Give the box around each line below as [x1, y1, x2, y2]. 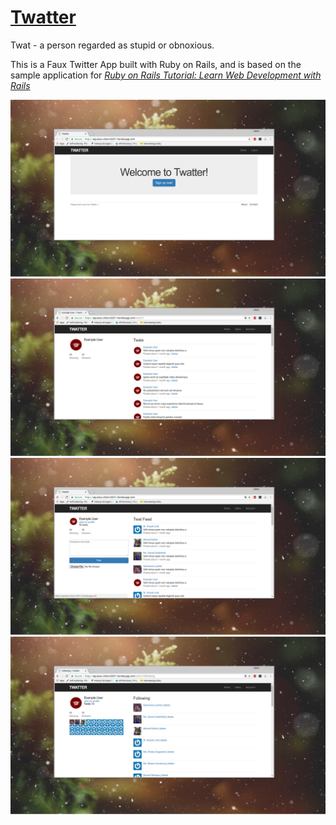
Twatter [10, 6, 77, 29]
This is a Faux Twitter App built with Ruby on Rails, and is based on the [10, 58, 302, 70]
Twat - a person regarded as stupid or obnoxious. [10, 39, 215, 51]
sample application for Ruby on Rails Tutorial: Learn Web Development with [10, 69, 322, 81]
